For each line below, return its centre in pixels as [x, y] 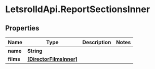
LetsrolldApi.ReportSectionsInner [78, 9]
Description [97, 42]
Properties [22, 28]
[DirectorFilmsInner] [52, 59]
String [35, 51]
